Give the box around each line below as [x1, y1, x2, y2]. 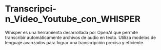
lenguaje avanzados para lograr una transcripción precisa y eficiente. [5, 39, 145, 45]
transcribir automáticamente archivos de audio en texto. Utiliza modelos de [5, 35, 156, 40]
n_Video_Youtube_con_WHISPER [5, 13, 141, 25]
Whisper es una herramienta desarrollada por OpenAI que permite [5, 29, 138, 35]
